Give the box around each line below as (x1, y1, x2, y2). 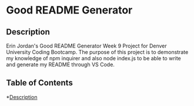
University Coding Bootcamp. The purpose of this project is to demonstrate (6, 49, 189, 56)
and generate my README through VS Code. (6, 61, 115, 68)
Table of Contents (6, 78, 73, 88)
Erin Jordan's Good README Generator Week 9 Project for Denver (6, 42, 168, 49)
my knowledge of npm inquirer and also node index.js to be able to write (6, 55, 181, 61)
